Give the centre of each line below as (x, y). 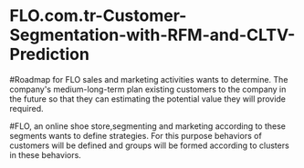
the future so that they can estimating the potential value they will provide (147, 99)
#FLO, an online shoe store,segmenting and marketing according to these (147, 126)
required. (26, 108)
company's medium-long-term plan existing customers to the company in (148, 89)
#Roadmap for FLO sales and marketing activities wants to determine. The (149, 79)
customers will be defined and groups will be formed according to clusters (149, 145)
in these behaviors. (46, 154)
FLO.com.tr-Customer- (98, 16)
